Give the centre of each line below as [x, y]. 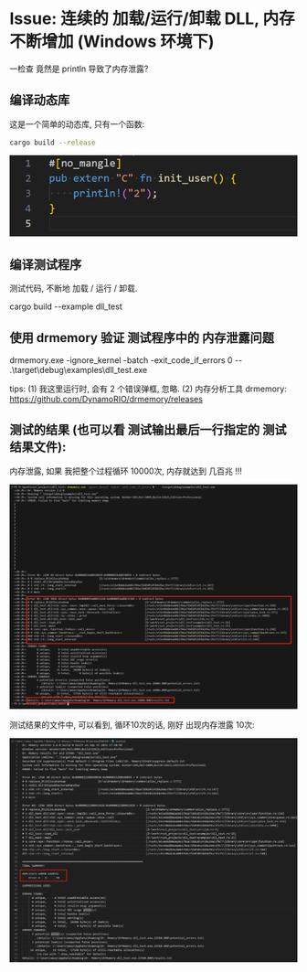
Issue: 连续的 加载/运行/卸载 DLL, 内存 [152, 19]
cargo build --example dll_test [66, 306]
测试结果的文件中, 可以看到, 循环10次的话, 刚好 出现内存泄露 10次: [132, 724]
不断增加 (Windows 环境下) [112, 42]
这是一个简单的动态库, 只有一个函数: [77, 123]
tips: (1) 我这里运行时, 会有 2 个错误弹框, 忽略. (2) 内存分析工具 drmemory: [148, 389]
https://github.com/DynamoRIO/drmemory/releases [106, 400]
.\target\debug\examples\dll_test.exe [79, 370]
